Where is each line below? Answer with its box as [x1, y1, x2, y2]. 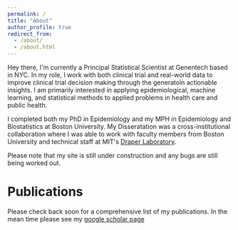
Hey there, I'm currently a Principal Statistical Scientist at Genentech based [7, 63, 228, 71]
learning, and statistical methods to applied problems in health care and [7, 93, 218, 102]
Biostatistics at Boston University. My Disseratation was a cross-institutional [7, 122, 230, 130]
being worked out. [7, 159, 61, 167]
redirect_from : [7, 30, 53, 38]
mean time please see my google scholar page [7, 214, 145, 223]
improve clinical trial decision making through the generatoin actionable [7, 78, 217, 86]
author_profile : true [7, 23, 72, 31]
